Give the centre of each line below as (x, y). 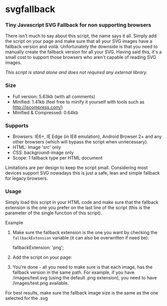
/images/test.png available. (40, 283)
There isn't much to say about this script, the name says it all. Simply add (81, 36)
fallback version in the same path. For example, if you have (73, 272)
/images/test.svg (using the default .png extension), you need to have (85, 278)
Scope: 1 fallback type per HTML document (58, 158)
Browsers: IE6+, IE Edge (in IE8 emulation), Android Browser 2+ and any (87, 136)
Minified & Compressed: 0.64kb (45, 112)
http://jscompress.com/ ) (37, 107)
